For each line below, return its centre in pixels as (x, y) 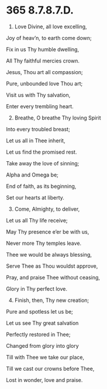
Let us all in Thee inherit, (36, 140)
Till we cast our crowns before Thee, (50, 368)
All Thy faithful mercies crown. (43, 61)
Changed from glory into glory (42, 345)
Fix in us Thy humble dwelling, (43, 49)
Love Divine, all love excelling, (51, 26)
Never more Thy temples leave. (44, 243)
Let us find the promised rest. (42, 152)
